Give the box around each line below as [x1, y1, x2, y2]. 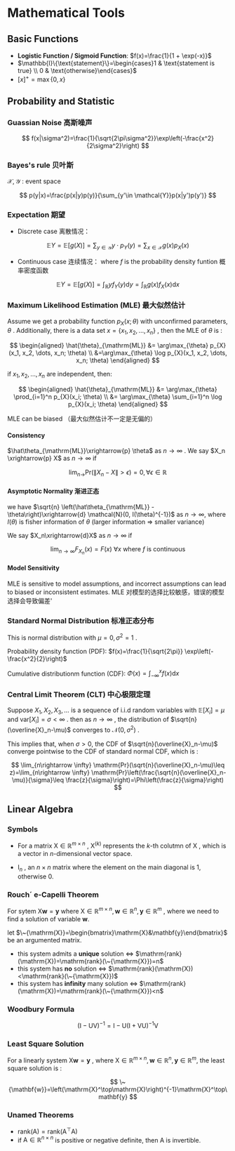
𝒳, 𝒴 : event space [7, 177, 61, 185]
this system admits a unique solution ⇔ [17, 949, 135, 958]
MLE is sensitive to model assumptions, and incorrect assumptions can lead [7, 579, 227, 588]
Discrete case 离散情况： [17, 227, 90, 235]
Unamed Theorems [7, 1110, 74, 1119]
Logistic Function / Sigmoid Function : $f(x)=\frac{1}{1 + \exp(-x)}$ [17, 51, 212, 60]
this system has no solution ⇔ [17, 964, 107, 973]
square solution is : [7, 1064, 62, 1072]
